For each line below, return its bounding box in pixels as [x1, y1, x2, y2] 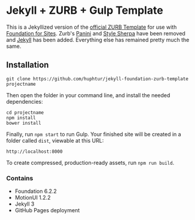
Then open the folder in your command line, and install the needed [6, 91, 170, 99]
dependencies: [6, 98, 43, 105]
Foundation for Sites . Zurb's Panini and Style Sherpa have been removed [6, 29, 185, 37]
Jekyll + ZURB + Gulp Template [6, 4, 163, 17]
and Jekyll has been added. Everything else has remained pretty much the [6, 36, 190, 43]
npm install [6, 114, 36, 120]
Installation [6, 60, 49, 70]
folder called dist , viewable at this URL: [6, 137, 104, 144]
